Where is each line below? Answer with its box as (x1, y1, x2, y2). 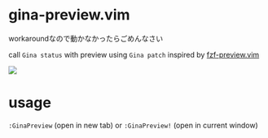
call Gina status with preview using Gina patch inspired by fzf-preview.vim (8, 50, 260, 59)
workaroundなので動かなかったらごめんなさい (8, 33, 164, 43)
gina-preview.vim (8, 6, 130, 24)
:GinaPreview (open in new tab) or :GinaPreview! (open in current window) (8, 120, 258, 130)
